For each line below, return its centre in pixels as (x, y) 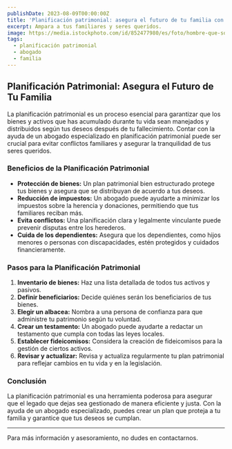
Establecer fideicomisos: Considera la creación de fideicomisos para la (120, 341)
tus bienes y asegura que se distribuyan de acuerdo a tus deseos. (111, 191)
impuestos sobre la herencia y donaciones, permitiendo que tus (108, 205)
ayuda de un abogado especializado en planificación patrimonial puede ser (114, 136)
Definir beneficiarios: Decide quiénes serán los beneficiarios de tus (114, 297)
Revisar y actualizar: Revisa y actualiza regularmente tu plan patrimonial (120, 356)
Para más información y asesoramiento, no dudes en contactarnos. (103, 438)
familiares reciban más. (50, 213)
